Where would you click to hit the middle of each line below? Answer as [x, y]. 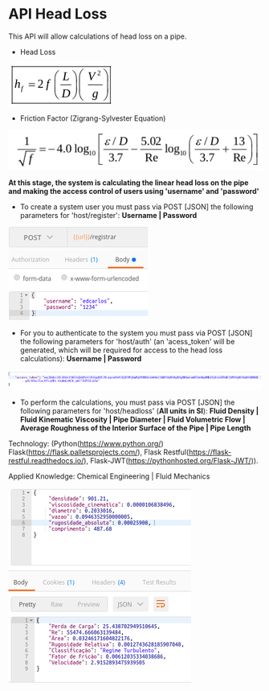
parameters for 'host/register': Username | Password [108, 216]
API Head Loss [58, 14]
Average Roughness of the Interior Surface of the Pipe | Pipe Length [135, 428]
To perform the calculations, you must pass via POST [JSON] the [127, 402]
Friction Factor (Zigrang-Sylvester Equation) [93, 118]
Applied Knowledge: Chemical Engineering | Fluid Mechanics [109, 476]
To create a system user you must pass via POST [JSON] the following [137, 207]
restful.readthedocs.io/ [46, 461]
